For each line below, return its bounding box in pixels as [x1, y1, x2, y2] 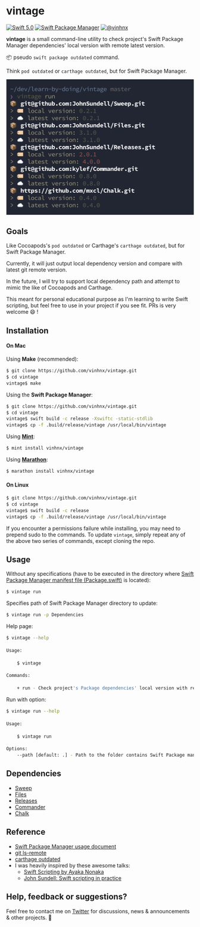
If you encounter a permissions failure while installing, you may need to [6, 525, 181, 532]
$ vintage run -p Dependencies [6, 612, 84, 618]
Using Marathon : [6, 456, 49, 463]
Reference [6, 827, 46, 837]
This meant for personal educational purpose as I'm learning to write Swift [6, 296, 189, 303]
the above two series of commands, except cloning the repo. [6, 537, 155, 544]
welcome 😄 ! [6, 308, 39, 316]
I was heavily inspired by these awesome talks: [14, 862, 130, 869]
